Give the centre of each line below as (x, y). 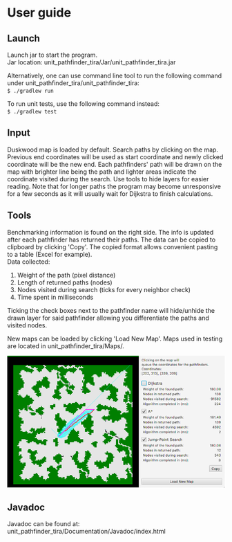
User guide (39, 13)
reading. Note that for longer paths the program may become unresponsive (114, 186)
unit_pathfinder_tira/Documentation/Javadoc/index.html (86, 532)
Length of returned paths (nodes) (65, 282)
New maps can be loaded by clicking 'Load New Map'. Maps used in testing (115, 338)
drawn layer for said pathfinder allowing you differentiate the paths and (108, 318)
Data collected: (29, 262)
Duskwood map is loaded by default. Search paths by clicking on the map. (113, 150)
